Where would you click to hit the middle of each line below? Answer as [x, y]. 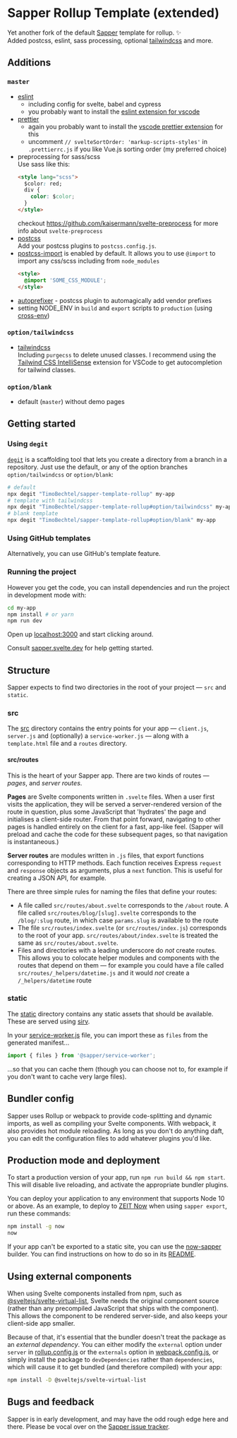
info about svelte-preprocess [60, 230]
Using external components [69, 1276]
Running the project [42, 572]
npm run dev [25, 621]
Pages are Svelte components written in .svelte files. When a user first [111, 797]
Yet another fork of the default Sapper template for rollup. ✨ [95, 32]
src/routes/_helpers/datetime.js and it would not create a [103, 973]
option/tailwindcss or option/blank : [61, 474]
